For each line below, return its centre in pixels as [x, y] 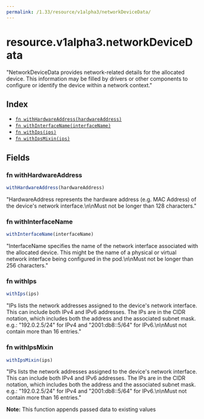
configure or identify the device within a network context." [79, 85]
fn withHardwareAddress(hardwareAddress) [68, 120]
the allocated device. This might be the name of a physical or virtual [91, 253]
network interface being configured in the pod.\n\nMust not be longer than [100, 259]
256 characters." [27, 266]
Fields [18, 157]
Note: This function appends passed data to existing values [81, 409]
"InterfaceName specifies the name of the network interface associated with [102, 246]
